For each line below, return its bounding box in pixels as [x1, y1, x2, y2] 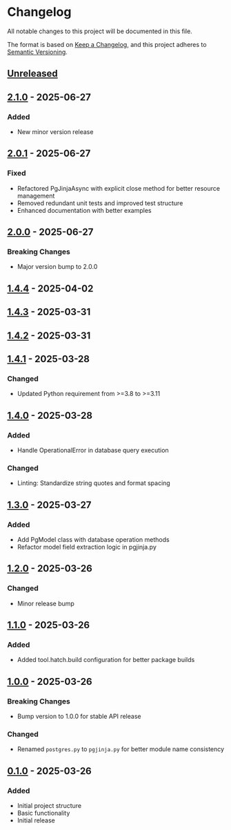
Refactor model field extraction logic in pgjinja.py [17, 543, 157, 551]
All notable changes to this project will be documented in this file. [7, 27, 193, 35]
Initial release [17, 816, 55, 824]
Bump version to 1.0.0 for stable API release [17, 712, 141, 720]
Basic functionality [17, 809, 70, 817]
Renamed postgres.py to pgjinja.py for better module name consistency [17, 745, 225, 753]
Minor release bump [17, 599, 74, 607]
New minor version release [17, 128, 94, 136]
